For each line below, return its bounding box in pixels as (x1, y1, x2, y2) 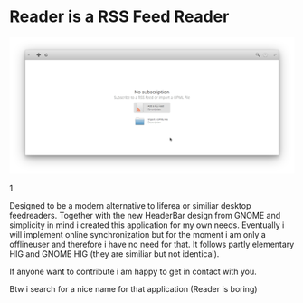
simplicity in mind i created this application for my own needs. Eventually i (9, 220, 285, 230)
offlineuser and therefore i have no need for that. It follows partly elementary (9, 239, 295, 249)
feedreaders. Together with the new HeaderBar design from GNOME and (9, 210, 281, 220)
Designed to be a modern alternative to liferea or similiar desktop (9, 200, 251, 210)
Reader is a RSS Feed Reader (9, 6, 230, 27)
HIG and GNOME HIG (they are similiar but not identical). (9, 248, 220, 259)
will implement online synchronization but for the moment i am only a (9, 229, 267, 239)
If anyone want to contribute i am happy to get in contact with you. (9, 266, 257, 277)
